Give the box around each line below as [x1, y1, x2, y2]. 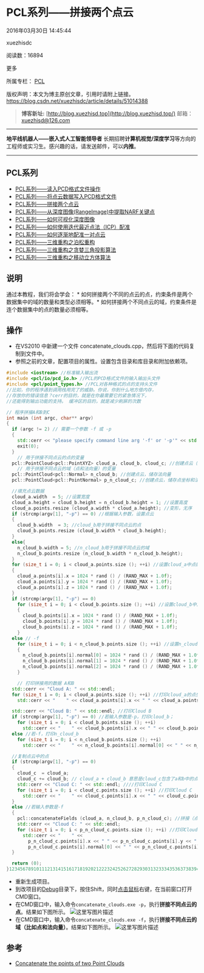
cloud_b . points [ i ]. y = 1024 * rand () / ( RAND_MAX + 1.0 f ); [22, 619, 178, 625]
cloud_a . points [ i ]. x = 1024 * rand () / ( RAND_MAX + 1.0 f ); [17, 573, 172, 579]
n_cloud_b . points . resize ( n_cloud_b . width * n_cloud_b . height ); [17, 550, 183, 557]
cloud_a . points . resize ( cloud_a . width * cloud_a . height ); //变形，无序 [12, 505, 192, 511]
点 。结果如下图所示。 [15, 908, 69, 915]
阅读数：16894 [6, 51, 44, 58]
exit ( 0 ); [17, 443, 39, 449]
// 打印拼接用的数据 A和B [17, 680, 75, 686]
